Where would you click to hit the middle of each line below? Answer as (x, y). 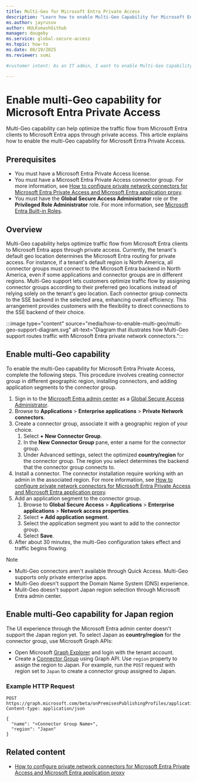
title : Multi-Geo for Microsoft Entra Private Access (73, 11)
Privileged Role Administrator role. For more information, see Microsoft (101, 205)
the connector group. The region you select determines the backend (106, 461)
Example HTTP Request (40, 686)
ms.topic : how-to (27, 45)
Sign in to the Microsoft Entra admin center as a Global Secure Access (99, 398)
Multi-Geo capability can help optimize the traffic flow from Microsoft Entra (97, 128)
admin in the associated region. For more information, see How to (94, 479)
